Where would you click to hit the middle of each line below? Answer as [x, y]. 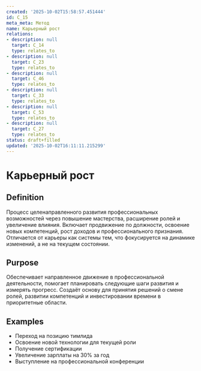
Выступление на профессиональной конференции [79, 361]
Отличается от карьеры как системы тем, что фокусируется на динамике [100, 237]
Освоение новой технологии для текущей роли [75, 342]
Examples [25, 321]
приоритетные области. [37, 303]
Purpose [22, 263]
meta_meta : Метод [28, 23]
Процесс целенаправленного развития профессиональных [82, 212]
